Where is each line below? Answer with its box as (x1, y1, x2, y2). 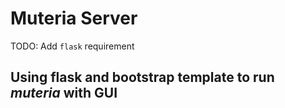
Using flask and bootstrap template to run (10, 69, 275, 86)
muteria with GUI (10, 85, 118, 102)
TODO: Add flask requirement (10, 40, 135, 52)
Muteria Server (10, 7, 138, 30)
